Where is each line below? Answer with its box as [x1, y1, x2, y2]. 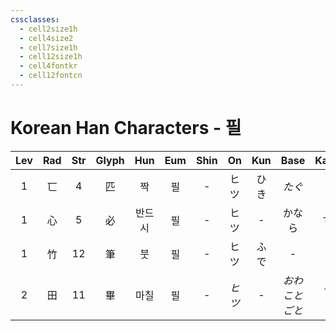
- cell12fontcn [19, 71, 83, 81]
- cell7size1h [19, 42, 78, 53]
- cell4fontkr [19, 61, 78, 71]
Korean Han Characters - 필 [10, 117, 242, 140]
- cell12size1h [19, 52, 83, 62]
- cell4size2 [19, 33, 74, 43]
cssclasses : [10, 14, 60, 25]
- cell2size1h [19, 24, 78, 34]
